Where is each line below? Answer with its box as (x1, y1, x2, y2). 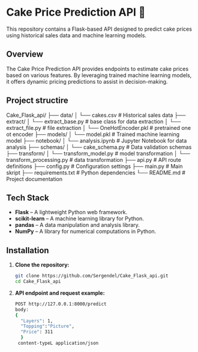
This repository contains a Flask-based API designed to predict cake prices (6, 25, 192, 32)
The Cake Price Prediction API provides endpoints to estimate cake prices (6, 65, 189, 72)
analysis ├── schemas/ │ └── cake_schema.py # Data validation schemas (6, 143, 192, 150)
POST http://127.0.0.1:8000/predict (14, 301, 107, 307)
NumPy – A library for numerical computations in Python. (14, 228, 157, 235)
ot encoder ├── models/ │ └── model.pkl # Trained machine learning (6, 131, 180, 138)
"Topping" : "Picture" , (20, 323, 75, 330)
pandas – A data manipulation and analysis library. (14, 221, 140, 229)
